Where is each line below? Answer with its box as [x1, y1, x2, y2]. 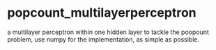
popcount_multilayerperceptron [7, 5, 196, 21]
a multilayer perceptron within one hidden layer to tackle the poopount [7, 28, 209, 36]
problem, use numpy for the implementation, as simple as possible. [7, 35, 200, 43]
